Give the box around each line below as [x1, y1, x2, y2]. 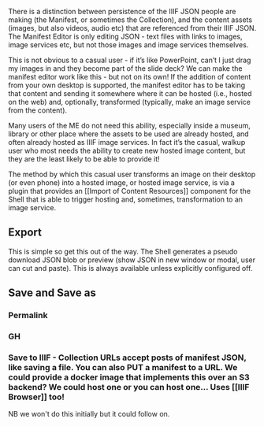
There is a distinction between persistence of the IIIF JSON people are [8, 7, 236, 16]
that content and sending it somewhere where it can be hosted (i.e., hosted [8, 89, 252, 98]
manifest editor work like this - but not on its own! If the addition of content [8, 72, 251, 81]
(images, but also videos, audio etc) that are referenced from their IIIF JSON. [8, 24, 257, 32]
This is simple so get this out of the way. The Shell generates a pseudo [8, 246, 238, 256]
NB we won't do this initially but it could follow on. [8, 409, 170, 419]
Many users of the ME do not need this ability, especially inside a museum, [8, 121, 251, 130]
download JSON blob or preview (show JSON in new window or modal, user [8, 255, 256, 265]
